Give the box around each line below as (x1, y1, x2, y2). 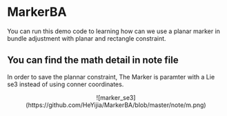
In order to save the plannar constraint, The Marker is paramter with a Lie (7, 72, 215, 81)
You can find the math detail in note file (7, 55, 179, 66)
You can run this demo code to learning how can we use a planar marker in (7, 27, 221, 35)
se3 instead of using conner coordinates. (7, 80, 124, 88)
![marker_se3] (96, 93, 136, 101)
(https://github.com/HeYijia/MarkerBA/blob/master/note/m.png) (26, 101, 206, 109)
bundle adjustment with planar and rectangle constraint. (7, 34, 167, 42)
